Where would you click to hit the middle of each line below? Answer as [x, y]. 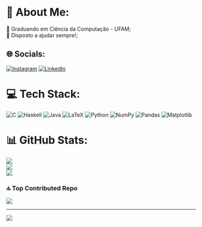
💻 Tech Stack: [43, 94]
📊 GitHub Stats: [47, 140]
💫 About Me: [38, 12]
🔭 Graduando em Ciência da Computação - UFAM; [69, 29]
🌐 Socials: [26, 54]
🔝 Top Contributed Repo [42, 188]
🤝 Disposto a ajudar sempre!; [42, 35]
